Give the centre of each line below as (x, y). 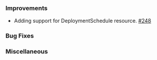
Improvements (27, 8)
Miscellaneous (27, 52)
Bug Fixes (20, 36)
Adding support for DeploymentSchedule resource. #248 (82, 21)
